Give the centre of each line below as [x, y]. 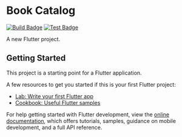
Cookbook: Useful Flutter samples [58, 102]
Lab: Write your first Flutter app [54, 96]
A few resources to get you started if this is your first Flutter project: [91, 84]
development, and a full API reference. [54, 127]
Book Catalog [41, 11]
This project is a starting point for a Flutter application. [74, 73]
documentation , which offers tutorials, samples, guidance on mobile [91, 121]
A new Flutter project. [33, 39]
